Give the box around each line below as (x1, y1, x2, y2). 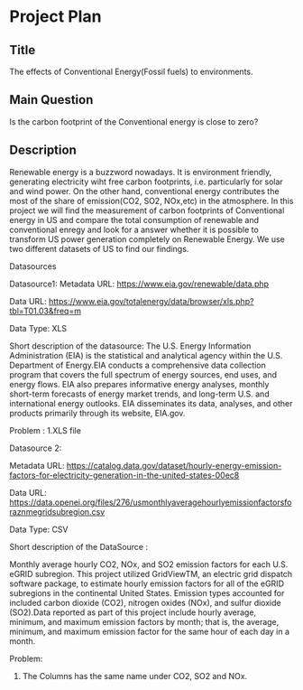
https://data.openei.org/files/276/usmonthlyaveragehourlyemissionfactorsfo (9, 497, 292, 508)
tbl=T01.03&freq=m (9, 305, 81, 316)
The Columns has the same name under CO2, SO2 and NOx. (22, 670, 248, 681)
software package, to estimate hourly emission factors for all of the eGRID (9, 578, 284, 589)
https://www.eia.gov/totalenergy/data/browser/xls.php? (48, 295, 254, 306)
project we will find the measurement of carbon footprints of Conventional (9, 205, 285, 216)
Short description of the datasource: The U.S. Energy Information (9, 340, 252, 351)
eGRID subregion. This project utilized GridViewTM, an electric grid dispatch (9, 568, 293, 579)
